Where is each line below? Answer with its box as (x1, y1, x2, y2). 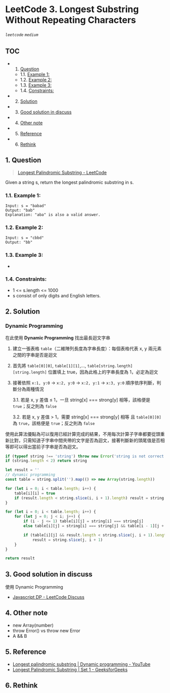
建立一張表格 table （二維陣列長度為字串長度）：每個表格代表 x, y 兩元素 (12, 345, 162, 352)
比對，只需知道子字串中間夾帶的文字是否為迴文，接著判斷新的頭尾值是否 (9, 437, 160, 443)
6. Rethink (5, 681, 38, 690)
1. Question (5, 156, 41, 165)
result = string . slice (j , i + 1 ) (32, 537, 103, 543)
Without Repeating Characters (5, 14, 136, 26)
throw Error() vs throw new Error (12, 627, 80, 634)
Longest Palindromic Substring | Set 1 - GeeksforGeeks (12, 666, 128, 672)
